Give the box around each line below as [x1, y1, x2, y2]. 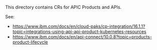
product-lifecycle [12, 39, 48, 45]
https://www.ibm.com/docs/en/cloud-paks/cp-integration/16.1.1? [12, 23, 145, 29]
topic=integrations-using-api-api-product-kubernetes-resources [12, 29, 146, 34]
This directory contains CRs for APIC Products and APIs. [5, 4, 122, 10]
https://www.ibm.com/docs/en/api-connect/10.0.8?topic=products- [12, 34, 152, 40]
